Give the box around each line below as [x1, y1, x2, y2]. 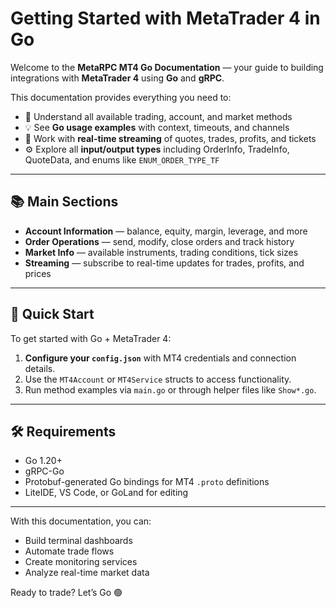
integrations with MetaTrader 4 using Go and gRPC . [10, 72, 225, 84]
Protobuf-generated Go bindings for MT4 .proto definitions [24, 476, 270, 488]
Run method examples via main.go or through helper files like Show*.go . [24, 383, 317, 396]
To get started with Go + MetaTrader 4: [10, 332, 172, 344]
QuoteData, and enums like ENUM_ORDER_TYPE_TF [24, 153, 220, 166]
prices [24, 267, 52, 279]
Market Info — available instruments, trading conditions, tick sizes [24, 246, 299, 258]
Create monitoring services [24, 556, 138, 568]
